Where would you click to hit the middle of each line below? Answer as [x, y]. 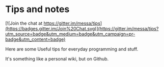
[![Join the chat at [24, 23]
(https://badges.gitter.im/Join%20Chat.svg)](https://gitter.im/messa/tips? [82, 28]
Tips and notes [37, 9]
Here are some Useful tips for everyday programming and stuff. [72, 49]
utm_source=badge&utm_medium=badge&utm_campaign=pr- [70, 34]
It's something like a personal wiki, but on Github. [57, 58]
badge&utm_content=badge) [35, 39]
